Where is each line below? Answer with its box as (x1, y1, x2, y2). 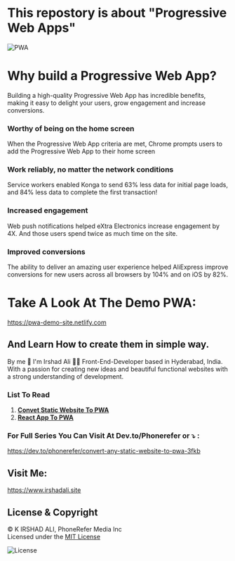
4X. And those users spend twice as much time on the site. (7, 229, 178, 237)
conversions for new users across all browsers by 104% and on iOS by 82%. (7, 270, 229, 279)
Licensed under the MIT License (7, 533, 100, 541)
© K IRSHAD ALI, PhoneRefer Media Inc (7, 525, 122, 534)
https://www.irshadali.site (7, 486, 81, 494)
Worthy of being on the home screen (7, 123, 135, 133)
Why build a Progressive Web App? (7, 68, 217, 84)
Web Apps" (7, 20, 76, 36)
